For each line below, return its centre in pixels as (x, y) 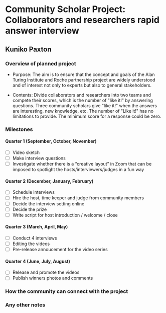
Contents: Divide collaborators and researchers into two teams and (82, 95)
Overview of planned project (41, 63)
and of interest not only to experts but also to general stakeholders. (82, 85)
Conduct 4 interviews (35, 238)
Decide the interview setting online (48, 204)
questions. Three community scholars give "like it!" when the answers (85, 105)
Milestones (19, 129)
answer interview (42, 31)
